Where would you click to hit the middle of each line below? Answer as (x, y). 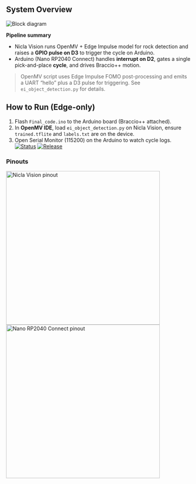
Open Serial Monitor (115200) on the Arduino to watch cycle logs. (93, 140)
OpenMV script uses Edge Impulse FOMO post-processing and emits (104, 76)
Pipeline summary (29, 35)
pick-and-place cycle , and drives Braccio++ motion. (78, 65)
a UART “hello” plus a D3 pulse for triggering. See (80, 83)
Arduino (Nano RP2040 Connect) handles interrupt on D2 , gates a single (102, 59)
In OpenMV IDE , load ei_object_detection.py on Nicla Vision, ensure (98, 128)
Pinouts (17, 162)
